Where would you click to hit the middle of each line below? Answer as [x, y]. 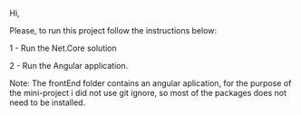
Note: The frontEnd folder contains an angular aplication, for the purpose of [150, 83]
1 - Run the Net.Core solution [63, 48]
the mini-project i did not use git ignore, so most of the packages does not [148, 93]
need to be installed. [48, 102]
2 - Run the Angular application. [69, 66]
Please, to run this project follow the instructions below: [113, 30]
